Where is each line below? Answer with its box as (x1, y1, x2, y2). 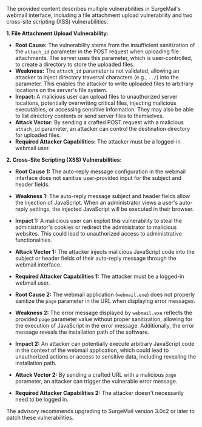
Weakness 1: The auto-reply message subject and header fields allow (15, 193, 190, 199)
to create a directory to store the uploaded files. (15, 61, 135, 68)
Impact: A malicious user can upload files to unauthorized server (15, 93, 178, 100)
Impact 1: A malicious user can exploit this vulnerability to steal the (15, 217, 183, 224)
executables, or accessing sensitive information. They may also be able (15, 106, 194, 113)
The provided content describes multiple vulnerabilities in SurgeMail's (6, 5, 181, 12)
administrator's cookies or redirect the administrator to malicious (15, 223, 177, 231)
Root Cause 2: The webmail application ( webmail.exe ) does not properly (15, 291, 195, 298)
